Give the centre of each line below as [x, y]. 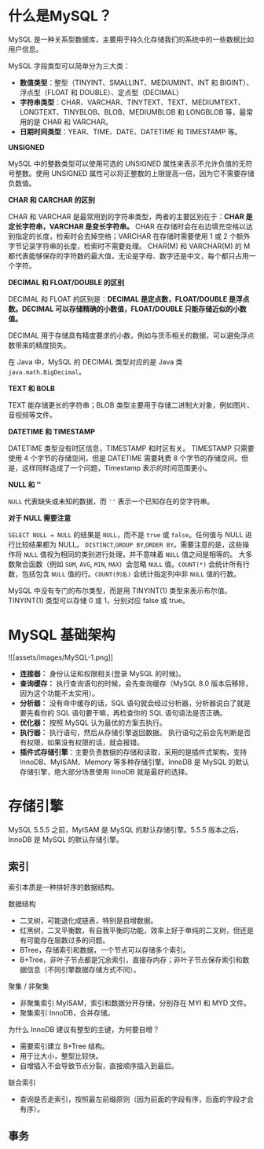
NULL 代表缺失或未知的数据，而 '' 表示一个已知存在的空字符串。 [111, 501]
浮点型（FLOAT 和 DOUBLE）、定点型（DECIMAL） [101, 92]
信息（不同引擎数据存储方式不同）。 [83, 969]
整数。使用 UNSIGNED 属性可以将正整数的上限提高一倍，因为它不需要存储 [135, 173]
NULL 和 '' [25, 485]
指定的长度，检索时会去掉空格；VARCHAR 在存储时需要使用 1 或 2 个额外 [132, 236]
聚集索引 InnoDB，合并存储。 [67, 1012]
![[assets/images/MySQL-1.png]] [61, 657]
